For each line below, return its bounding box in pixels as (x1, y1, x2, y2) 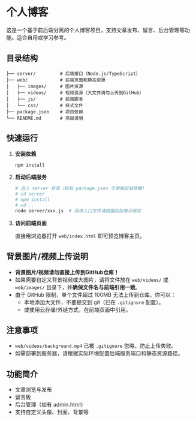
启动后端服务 (14, 173, 47, 181)
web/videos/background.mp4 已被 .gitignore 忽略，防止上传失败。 (14, 342, 177, 350)
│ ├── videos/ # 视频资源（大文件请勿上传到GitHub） (6, 89, 144, 96)
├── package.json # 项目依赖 (6, 109, 84, 115)
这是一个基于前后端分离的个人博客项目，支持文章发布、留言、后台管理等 (6, 26, 185, 34)
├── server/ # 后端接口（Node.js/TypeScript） (6, 70, 141, 77)
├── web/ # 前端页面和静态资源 (6, 77, 106, 83)
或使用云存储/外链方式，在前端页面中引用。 (23, 306, 131, 313)
